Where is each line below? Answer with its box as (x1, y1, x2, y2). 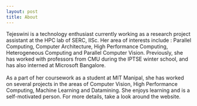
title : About (6, 14, 38, 20)
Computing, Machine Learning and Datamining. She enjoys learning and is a (6, 87, 190, 94)
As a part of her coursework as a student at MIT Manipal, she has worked (6, 74, 184, 81)
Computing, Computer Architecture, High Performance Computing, (6, 42, 168, 50)
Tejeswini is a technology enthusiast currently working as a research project (6, 30, 191, 37)
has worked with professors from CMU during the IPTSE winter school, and (6, 55, 188, 62)
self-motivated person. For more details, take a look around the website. (6, 92, 181, 100)
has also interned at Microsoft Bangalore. (6, 61, 106, 68)
